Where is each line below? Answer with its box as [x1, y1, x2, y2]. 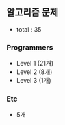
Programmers [6, 42, 53, 52]
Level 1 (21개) [16, 59, 54, 68]
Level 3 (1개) [16, 77, 52, 85]
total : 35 [16, 25, 42, 33]
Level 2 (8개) [16, 68, 53, 76]
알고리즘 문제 [6, 6, 59, 19]
